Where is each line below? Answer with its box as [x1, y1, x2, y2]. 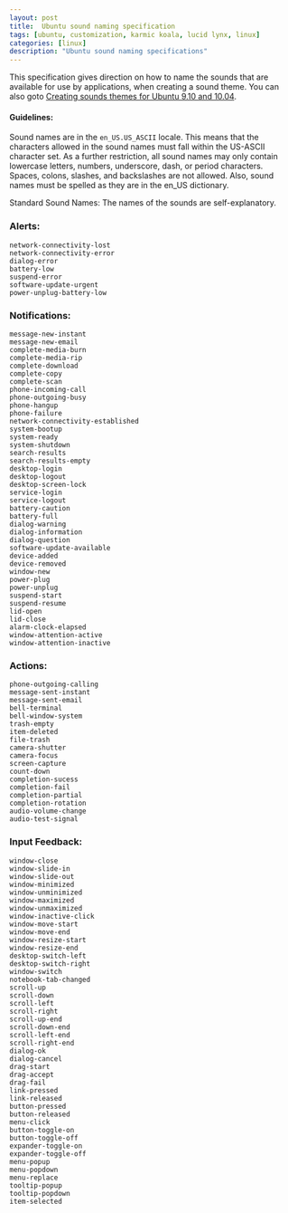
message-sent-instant [9, 688, 91, 697]
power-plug [9, 575, 51, 584]
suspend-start [9, 590, 63, 600]
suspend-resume [9, 598, 67, 607]
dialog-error [9, 256, 59, 265]
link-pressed [9, 1085, 59, 1095]
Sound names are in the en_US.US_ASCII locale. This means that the [9, 132, 259, 143]
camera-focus [9, 751, 59, 760]
